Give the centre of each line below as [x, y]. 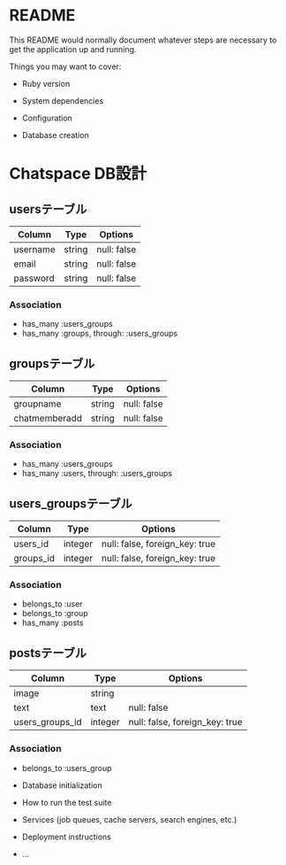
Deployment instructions [67, 837]
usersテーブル [48, 209]
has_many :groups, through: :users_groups [100, 334]
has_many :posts [53, 623]
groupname [38, 404]
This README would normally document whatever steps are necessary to [143, 40]
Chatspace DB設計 [78, 174]
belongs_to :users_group [67, 768]
